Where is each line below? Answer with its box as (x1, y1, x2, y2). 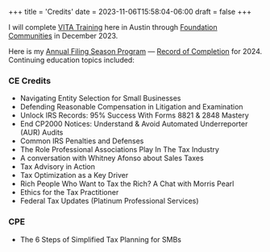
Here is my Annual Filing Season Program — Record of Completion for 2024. (8, 47, 263, 56)
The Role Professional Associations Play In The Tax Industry (19, 145, 220, 155)
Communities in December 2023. (8, 31, 118, 40)
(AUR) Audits (19, 128, 64, 138)
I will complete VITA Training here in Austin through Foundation (8, 23, 218, 31)
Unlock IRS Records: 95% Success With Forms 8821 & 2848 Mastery (19, 110, 250, 120)
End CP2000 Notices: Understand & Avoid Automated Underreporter (19, 119, 248, 129)
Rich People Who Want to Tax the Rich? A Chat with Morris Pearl (19, 179, 235, 188)
